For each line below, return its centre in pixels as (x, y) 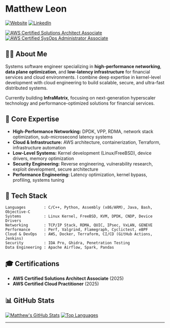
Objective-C (18, 212)
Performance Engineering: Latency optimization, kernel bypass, (80, 174)
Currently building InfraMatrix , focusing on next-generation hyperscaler (80, 97)
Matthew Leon (36, 9)
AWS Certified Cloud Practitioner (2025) (56, 284)
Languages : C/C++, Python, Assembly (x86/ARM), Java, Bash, (79, 208)
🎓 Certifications (32, 264)
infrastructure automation (39, 147)
